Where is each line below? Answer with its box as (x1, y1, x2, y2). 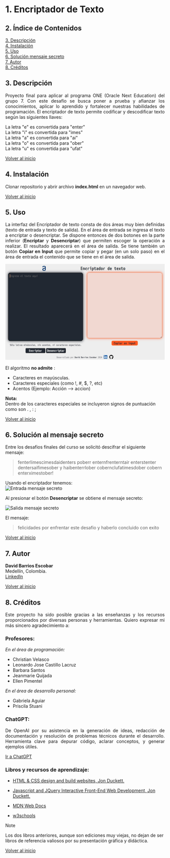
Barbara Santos (12, 667, 46, 674)
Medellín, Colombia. (5, 568, 47, 575)
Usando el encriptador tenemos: (5, 480, 72, 486)
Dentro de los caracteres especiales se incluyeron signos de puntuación (5, 400, 156, 407)
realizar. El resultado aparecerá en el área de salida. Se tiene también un (5, 243, 165, 249)
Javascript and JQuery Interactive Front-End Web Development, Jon (12, 787, 156, 793)
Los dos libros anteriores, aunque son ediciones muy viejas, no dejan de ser (5, 832, 164, 838)
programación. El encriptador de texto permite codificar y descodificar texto (5, 108, 165, 115)
